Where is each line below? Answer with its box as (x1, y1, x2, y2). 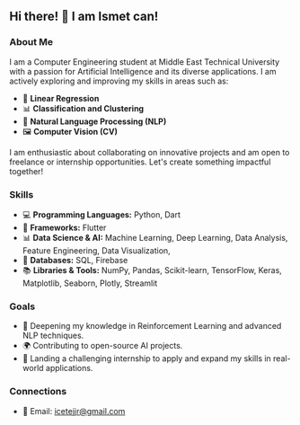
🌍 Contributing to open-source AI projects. (22, 341, 183, 351)
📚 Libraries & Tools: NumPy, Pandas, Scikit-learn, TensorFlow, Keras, (22, 264, 283, 275)
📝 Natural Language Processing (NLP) (22, 116, 167, 127)
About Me (9, 36, 54, 49)
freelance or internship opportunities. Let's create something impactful (9, 156, 271, 167)
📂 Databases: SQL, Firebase (22, 254, 128, 265)
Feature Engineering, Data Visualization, (22, 244, 171, 256)
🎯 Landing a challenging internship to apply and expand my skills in (22, 353, 271, 364)
